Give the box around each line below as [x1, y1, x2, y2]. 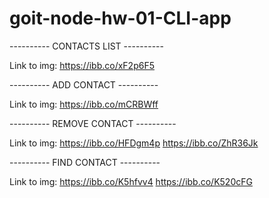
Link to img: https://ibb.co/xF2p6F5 [9, 59, 155, 71]
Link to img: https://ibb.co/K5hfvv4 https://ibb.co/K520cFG [9, 175, 253, 187]
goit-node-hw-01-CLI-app [9, 7, 232, 30]
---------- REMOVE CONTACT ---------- [9, 117, 177, 129]
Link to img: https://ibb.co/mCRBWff [9, 98, 159, 110]
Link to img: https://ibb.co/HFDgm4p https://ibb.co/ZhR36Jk [9, 137, 259, 149]
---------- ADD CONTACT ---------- [9, 78, 159, 91]
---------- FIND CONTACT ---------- [9, 156, 161, 168]
